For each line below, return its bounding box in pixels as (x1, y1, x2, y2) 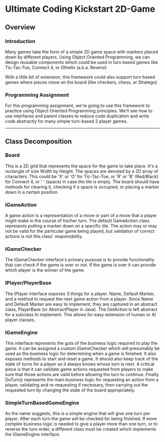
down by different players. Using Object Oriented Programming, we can (5, 54, 150, 60)
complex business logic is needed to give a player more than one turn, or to (5, 421, 158, 427)
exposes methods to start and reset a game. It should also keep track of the (5, 356, 158, 362)
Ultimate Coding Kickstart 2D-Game (5, 3, 156, 15)
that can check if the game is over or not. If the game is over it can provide (5, 262, 156, 268)
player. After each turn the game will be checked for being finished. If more (5, 416, 157, 422)
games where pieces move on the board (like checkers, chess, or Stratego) (5, 79, 157, 85)
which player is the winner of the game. (5, 267, 85, 273)
